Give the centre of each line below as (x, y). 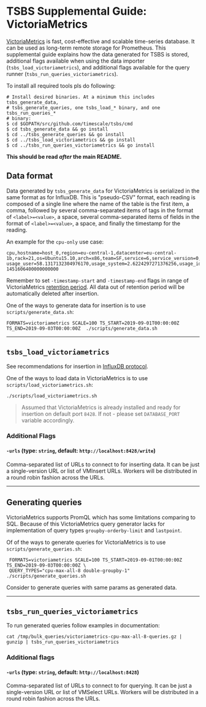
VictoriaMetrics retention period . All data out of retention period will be (96, 287)
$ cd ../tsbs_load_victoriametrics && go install (71, 140)
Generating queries (44, 503)
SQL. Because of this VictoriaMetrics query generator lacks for (86, 524)
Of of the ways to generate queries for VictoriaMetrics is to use (86, 542)
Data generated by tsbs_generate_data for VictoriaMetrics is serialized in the (103, 191)
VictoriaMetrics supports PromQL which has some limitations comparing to (101, 517)
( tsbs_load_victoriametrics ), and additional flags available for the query (98, 67)
